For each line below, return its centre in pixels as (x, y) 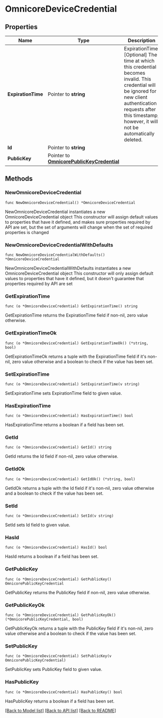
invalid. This (138, 79)
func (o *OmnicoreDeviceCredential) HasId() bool (56, 548)
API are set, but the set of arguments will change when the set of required (79, 227)
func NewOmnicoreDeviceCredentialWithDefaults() (55, 255)
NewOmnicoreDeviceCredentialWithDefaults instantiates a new (68, 268)
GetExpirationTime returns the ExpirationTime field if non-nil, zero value (76, 315)
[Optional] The (141, 55)
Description (142, 41)
